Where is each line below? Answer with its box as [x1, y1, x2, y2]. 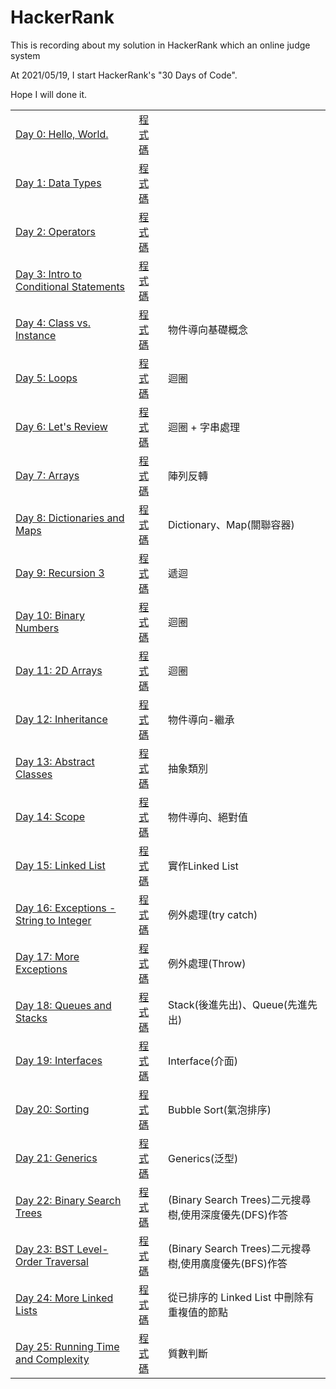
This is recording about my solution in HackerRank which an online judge [10, 39, 311, 51]
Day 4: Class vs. [15, 316, 92, 330]
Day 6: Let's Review [15, 419, 108, 433]
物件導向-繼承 [168, 712, 235, 726]
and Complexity [15, 1352, 90, 1366]
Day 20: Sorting [15, 1102, 90, 1116]
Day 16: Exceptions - [15, 901, 117, 915]
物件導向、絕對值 [168, 810, 249, 824]
